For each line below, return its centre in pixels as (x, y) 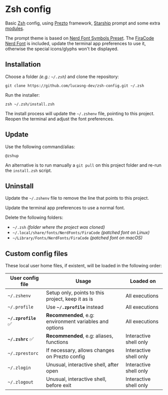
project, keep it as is (69, 299)
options (55, 328)
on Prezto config (65, 356)
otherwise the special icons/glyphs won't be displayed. (62, 49)
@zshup (12, 156)
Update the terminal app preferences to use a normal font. (65, 208)
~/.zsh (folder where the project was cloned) (58, 227)
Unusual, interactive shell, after (82, 365)
